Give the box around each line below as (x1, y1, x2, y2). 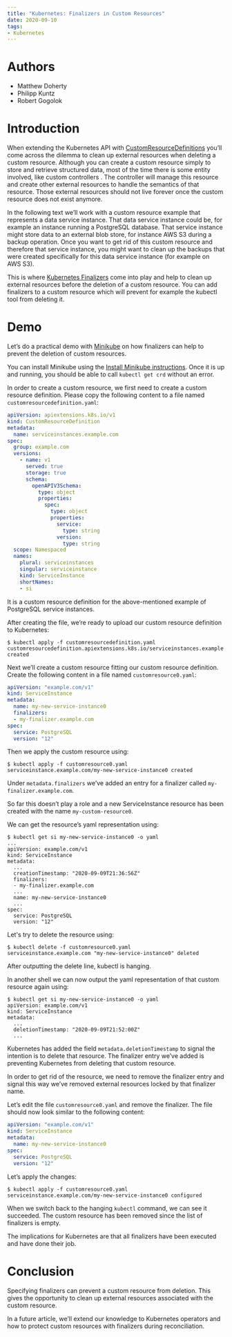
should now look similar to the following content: (7, 1108, 145, 1116)
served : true (25, 463, 64, 470)
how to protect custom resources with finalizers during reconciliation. (7, 1322, 205, 1330)
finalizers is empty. (7, 1218, 61, 1227)
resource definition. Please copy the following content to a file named (7, 391, 205, 399)
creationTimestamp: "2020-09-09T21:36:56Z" (13, 870, 140, 877)
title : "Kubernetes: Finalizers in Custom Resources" (7, 10, 166, 17)
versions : (13, 450, 41, 457)
